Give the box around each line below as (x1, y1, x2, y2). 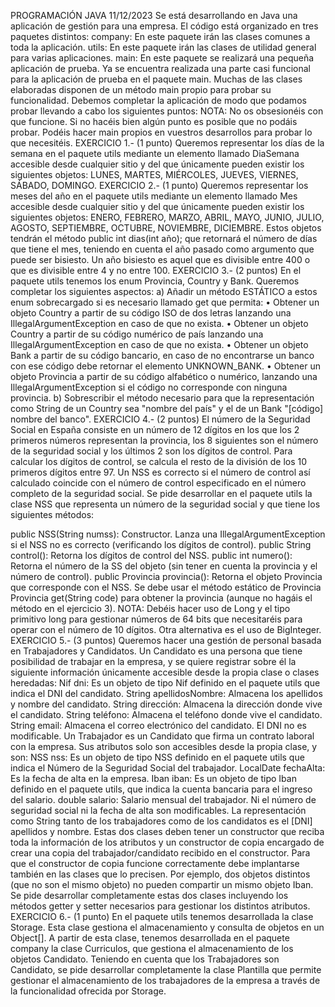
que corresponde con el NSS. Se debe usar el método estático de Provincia (10, 581, 322, 593)
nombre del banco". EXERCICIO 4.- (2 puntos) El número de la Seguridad (10, 413, 311, 425)
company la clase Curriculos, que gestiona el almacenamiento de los (10, 943, 294, 954)
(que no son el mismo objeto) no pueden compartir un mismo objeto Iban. (10, 879, 314, 890)
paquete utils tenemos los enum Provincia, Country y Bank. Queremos (10, 275, 300, 287)
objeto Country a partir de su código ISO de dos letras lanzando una (10, 307, 292, 319)
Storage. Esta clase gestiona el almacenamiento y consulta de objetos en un (10, 921, 325, 933)
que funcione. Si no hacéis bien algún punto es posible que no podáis (10, 116, 298, 127)
